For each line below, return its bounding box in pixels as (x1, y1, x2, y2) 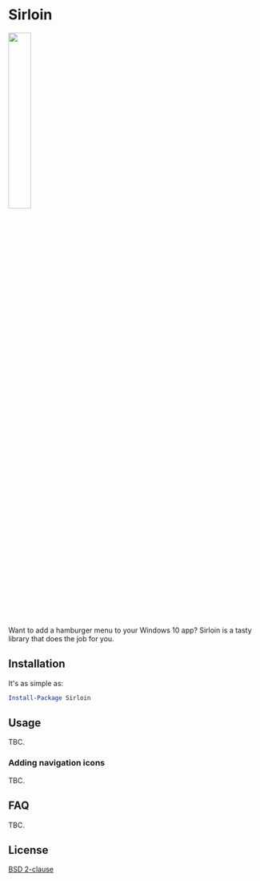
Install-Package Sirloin (8, 693, 91, 702)
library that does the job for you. (8, 633, 114, 643)
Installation (8, 657, 66, 671)
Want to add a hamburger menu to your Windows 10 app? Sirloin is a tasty (8, 625, 252, 635)
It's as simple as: (8, 678, 64, 688)
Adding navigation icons (8, 758, 106, 769)
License (8, 843, 49, 857)
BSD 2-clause (8, 864, 54, 875)
